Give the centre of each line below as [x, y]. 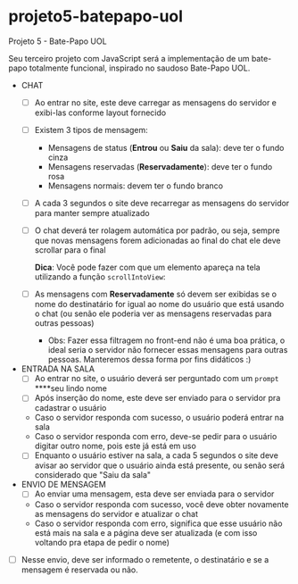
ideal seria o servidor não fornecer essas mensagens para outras [168, 350]
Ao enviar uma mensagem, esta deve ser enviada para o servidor [154, 494]
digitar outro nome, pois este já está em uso [116, 446]
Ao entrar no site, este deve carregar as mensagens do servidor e [156, 102]
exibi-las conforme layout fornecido [100, 113]
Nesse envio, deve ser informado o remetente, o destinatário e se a [145, 559]
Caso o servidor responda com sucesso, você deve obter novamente [161, 504]
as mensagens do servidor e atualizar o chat [116, 513]
